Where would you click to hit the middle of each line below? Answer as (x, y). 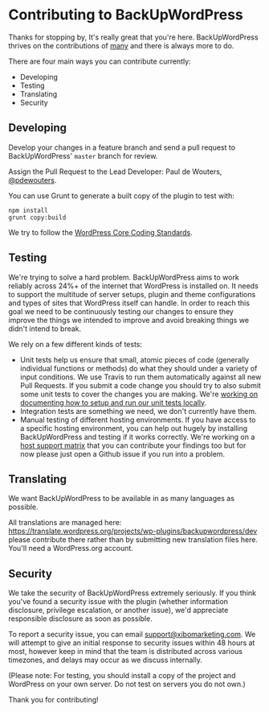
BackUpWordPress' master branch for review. (83, 155)
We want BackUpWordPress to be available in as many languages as (122, 499)
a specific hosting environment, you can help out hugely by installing (134, 428)
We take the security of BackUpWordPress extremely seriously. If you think (132, 593)
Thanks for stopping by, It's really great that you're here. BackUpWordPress (133, 37)
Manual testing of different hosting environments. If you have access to (138, 420)
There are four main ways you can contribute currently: (100, 61)
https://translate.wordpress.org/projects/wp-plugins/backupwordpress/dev (133, 531)
